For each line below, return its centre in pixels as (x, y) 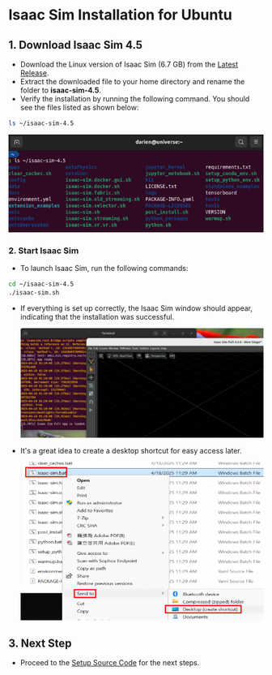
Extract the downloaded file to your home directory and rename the (132, 82)
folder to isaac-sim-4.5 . (61, 90)
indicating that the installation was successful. (97, 317)
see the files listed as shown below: (79, 107)
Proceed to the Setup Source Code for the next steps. (110, 662)
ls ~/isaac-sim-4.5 (41, 123)
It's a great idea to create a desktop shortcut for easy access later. (131, 450)
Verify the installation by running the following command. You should (135, 99)
